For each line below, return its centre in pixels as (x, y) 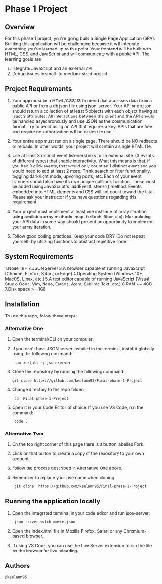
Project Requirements (38, 89)
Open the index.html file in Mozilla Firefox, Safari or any (67, 531)
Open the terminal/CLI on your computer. (53, 339)
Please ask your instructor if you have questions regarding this (74, 197)
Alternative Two (24, 434)
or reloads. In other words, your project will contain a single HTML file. (82, 146)
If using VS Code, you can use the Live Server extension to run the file (82, 545)
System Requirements (39, 257)
